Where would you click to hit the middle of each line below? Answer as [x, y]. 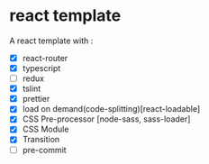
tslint [32, 89]
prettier [36, 99]
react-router [45, 58]
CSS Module [45, 129]
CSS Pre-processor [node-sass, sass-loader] [106, 119]
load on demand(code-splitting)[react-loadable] [111, 109]
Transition [41, 140]
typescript [41, 68]
